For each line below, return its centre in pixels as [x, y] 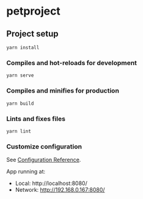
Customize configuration [44, 146]
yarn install [23, 47]
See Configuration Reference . [44, 160]
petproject [34, 11]
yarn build [20, 103]
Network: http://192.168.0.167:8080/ [60, 190]
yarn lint [19, 131]
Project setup [33, 34]
